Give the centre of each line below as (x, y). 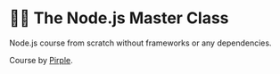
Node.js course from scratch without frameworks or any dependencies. (140, 43)
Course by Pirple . (41, 60)
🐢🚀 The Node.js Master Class (119, 18)
